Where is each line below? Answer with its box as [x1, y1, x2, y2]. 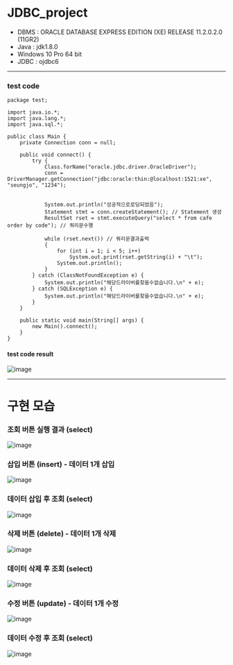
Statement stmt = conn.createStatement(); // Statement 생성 [44, 209, 222, 216]
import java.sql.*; [7, 121, 64, 128]
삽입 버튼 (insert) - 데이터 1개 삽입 [7, 459, 115, 469]
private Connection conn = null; [19, 139, 116, 146]
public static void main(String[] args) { [19, 317, 144, 324]
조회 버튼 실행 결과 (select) [7, 424, 93, 434]
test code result [7, 349, 54, 358]
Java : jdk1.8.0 [17, 42, 58, 51]
